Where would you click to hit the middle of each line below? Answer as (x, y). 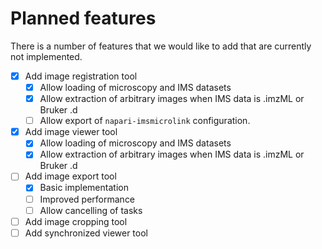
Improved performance (87, 199)
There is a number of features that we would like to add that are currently (161, 46)
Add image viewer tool (71, 132)
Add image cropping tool (76, 221)
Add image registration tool (81, 76)
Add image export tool (70, 176)
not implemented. (46, 56)
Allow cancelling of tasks (91, 210)
